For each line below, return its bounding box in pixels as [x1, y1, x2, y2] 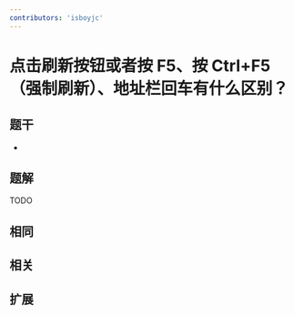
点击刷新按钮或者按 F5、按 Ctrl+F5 [9, 56, 271, 76]
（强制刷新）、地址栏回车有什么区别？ [9, 78, 289, 98]
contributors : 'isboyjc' [9, 13, 104, 23]
